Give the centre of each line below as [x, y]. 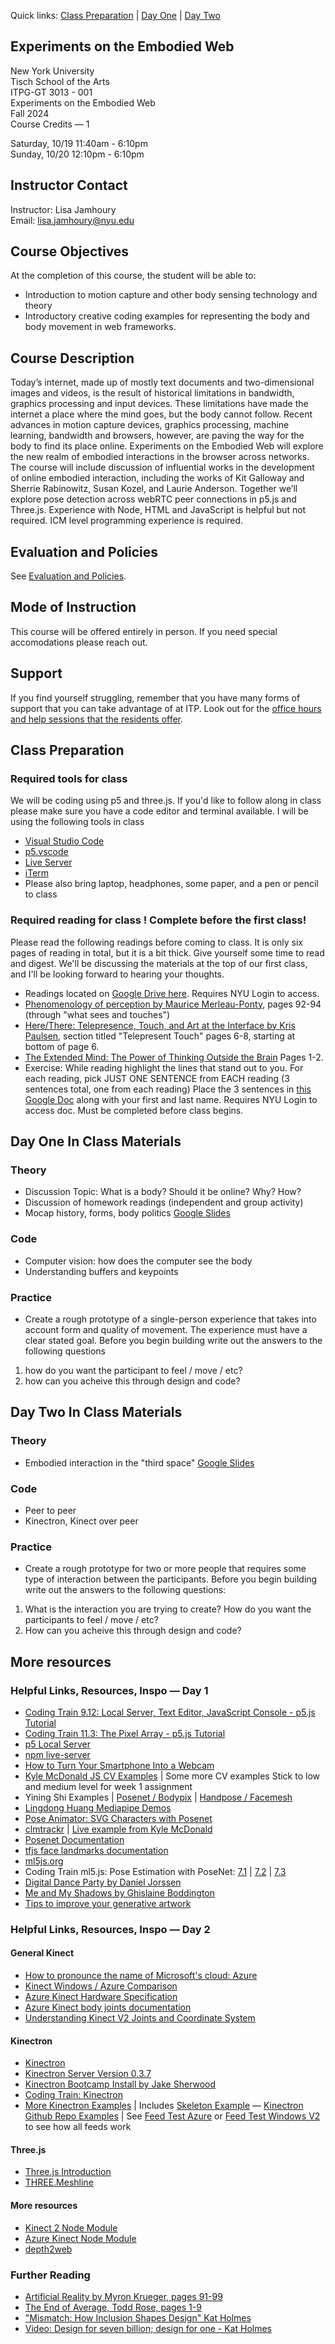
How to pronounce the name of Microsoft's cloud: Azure [141, 1976]
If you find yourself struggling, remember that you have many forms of [155, 697]
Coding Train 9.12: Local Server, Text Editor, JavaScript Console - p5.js [170, 1712]
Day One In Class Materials [96, 1141]
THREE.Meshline [59, 2182]
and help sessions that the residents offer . [97, 719]
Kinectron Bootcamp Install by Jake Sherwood [120, 2084]
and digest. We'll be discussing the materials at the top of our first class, [159, 963]
